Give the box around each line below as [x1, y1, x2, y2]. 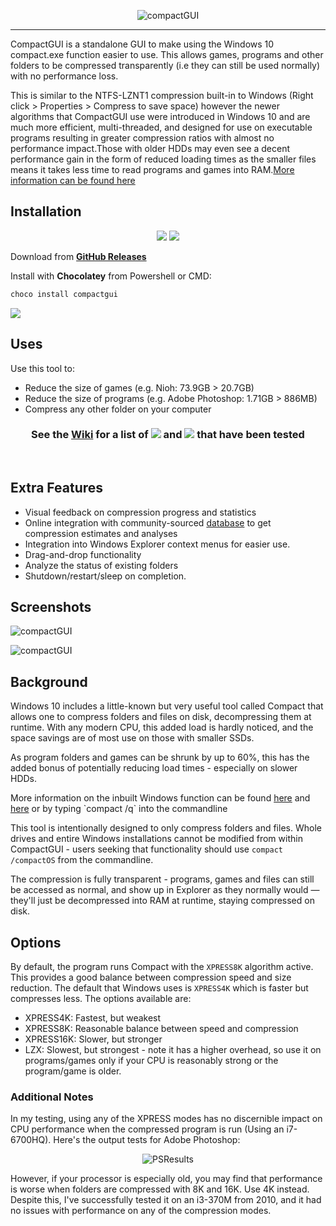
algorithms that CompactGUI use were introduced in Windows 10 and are [10, 111, 311, 122]
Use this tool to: [10, 362, 75, 374]
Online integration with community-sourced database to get [24, 516, 272, 529]
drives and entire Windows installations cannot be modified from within [10, 833, 303, 845]
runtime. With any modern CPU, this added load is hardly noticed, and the [10, 721, 314, 734]
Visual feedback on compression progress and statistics [24, 506, 257, 518]
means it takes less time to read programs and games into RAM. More [10, 164, 295, 175]
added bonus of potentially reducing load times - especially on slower [10, 762, 298, 774]
